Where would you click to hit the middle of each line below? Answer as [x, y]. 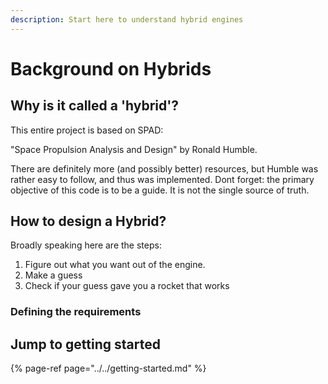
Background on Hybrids [111, 68]
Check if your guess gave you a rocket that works [127, 286]
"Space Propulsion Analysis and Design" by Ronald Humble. [134, 149]
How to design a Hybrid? [88, 221]
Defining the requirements [76, 312]
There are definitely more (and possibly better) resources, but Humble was [164, 168]
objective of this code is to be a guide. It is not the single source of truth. [160, 190]
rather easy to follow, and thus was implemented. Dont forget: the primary [162, 179]
